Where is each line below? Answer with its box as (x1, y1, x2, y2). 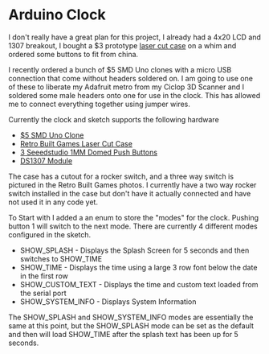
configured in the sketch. (8, 229, 92, 239)
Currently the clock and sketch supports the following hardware (8, 114, 219, 124)
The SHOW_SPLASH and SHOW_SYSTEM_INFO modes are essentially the (8, 312, 254, 322)
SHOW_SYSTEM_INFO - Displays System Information (19, 296, 197, 307)
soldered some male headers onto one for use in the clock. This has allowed (8, 90, 261, 100)
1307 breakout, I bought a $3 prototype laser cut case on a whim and (8, 40, 237, 50)
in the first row (19, 271, 68, 281)
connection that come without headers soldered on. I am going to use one (8, 73, 253, 83)
